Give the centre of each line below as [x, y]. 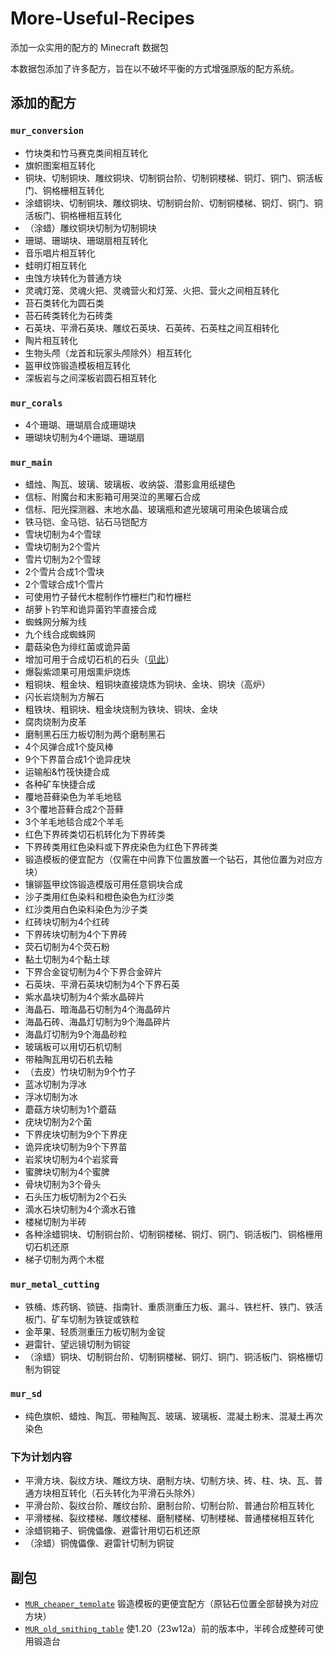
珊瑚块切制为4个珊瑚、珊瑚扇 [84, 437]
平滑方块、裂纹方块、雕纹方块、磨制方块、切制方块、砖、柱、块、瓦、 [169, 1481]
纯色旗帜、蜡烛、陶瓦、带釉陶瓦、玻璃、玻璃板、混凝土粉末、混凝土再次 [173, 1416]
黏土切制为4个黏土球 [67, 959]
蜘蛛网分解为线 [55, 622]
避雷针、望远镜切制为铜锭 [77, 1344]
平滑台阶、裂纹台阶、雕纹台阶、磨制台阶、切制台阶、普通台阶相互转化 [169, 1506]
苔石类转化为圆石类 [64, 303]
